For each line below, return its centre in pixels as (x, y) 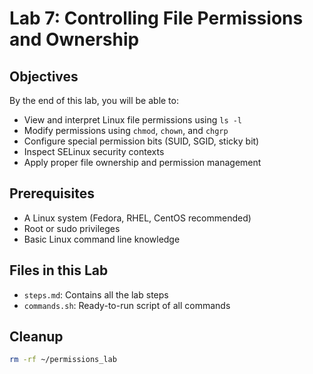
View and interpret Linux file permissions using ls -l (133, 120)
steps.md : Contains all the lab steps (96, 294)
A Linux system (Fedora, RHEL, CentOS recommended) (137, 218)
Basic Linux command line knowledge (102, 239)
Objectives (44, 76)
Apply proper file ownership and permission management (142, 162)
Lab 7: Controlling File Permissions (156, 18)
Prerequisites (52, 193)
